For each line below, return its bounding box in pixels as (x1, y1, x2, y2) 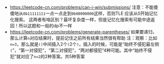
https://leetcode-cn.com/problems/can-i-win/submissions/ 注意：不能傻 (9, 4, 158, 10)
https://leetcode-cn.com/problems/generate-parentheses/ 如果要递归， (9, 29, 158, 34)
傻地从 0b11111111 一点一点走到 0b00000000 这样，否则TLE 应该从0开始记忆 (9, 10, 158, 16)
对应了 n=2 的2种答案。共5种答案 (20, 54, 85, 59)
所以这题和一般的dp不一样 (18, 23, 72, 29)
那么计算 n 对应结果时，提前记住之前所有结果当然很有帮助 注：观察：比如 (9, 35, 158, 41)
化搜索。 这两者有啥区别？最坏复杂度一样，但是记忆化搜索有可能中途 (9, 17, 151, 22)
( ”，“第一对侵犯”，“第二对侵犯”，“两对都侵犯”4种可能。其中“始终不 (9, 47, 148, 53)
